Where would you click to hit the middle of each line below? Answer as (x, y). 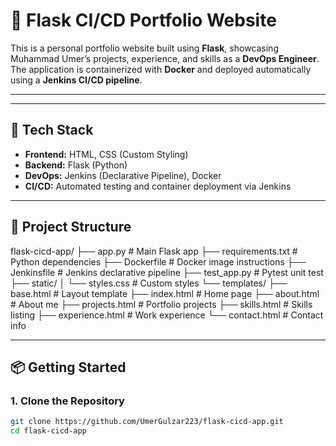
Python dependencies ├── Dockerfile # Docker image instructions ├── (158, 261)
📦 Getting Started (68, 367)
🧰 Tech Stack (52, 130)
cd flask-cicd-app (48, 431)
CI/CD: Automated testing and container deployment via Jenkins (158, 186)
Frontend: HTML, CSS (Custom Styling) (106, 154)
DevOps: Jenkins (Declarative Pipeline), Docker (123, 175)
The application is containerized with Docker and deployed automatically (161, 69)
